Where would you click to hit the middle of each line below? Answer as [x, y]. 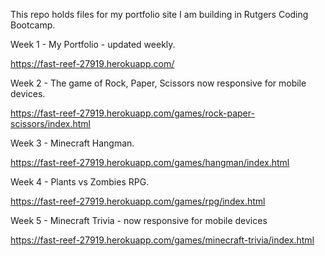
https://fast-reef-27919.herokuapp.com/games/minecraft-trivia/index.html [162, 240]
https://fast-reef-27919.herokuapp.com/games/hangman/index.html [150, 162]
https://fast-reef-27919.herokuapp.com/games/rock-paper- [132, 113]
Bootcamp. [33, 25]
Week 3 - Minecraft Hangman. [72, 143]
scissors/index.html [50, 123]
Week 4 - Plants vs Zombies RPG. [80, 182]
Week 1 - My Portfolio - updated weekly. [93, 44]
